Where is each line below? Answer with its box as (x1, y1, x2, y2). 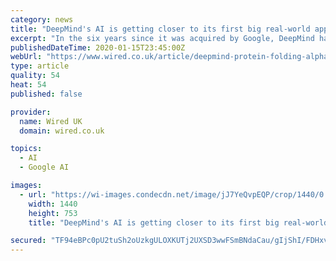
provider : (10, 107, 52, 117)
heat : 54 (10, 80, 47, 90)
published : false (10, 89, 83, 99)
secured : (10, 236, 47, 246)
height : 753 (28, 208, 78, 218)
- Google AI (19, 162, 70, 173)
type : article (10, 61, 70, 71)
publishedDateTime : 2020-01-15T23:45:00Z (10, 42, 186, 53)
